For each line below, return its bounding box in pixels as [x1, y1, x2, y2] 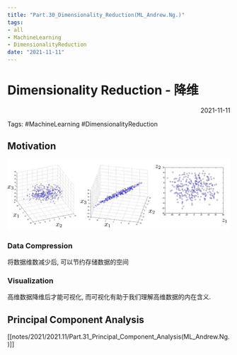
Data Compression [7, 240, 73, 250]
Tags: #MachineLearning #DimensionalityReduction [7, 120, 158, 128]
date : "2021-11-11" [7, 49, 65, 56]
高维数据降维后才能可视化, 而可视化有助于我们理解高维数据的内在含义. [7, 293, 212, 301]
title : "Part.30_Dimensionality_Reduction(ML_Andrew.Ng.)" [7, 11, 185, 18]
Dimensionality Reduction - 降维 [7, 82, 200, 98]
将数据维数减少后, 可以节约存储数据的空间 [7, 257, 129, 266]
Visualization [7, 276, 54, 286]
